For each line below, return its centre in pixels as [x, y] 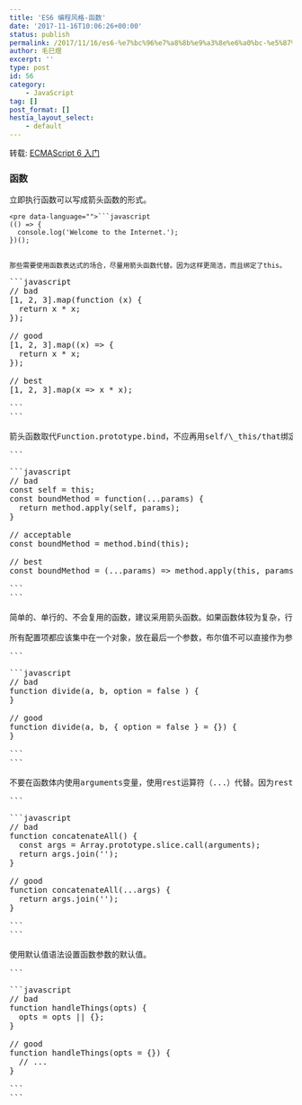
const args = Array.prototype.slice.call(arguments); [139, 845]
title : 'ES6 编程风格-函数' [58, 18]
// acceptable [40, 535]
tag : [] [24, 101]
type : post [30, 68]
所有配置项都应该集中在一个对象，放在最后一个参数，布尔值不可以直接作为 [147, 638]
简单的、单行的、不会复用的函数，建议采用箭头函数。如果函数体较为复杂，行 [151, 618]
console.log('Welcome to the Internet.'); [98, 233]
